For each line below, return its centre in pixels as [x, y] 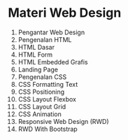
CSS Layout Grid [42, 106]
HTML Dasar [36, 47]
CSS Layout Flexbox [47, 99]
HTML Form [35, 55]
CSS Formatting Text [48, 84]
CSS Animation [40, 114]
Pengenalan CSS [42, 77]
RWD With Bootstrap [48, 129]
